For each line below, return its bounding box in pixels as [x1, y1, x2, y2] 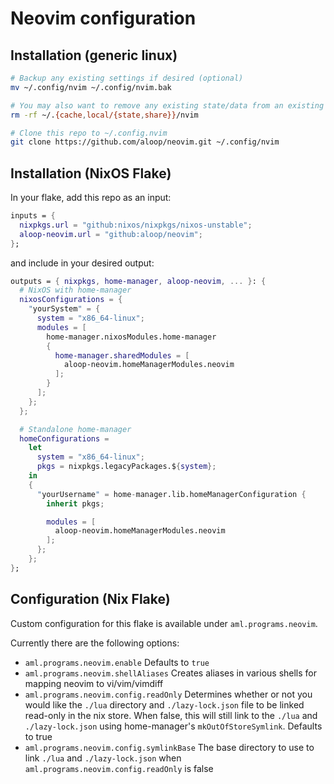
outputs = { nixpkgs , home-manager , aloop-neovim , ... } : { [10, 276, 267, 286]
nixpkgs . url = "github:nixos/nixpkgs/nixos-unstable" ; [19, 220, 253, 230]
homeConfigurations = [19, 433, 110, 444]
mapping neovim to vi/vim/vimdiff [24, 677, 164, 689]
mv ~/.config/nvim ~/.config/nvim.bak [10, 82, 172, 92]
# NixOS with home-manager [19, 285, 132, 296]
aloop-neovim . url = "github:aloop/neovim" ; [19, 229, 203, 239]
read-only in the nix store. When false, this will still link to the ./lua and [24, 709, 318, 721]
